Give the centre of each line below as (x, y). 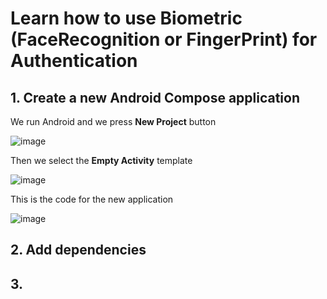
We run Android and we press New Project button (113, 121)
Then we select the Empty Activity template (101, 160)
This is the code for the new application (92, 199)
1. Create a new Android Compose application (155, 97)
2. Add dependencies (78, 250)
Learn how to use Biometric (126, 18)
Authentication (74, 61)
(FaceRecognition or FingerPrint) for (164, 39)
